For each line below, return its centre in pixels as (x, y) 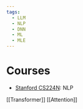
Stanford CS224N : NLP (44, 88)
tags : (13, 12)
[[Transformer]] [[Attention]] (42, 99)
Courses (28, 71)
